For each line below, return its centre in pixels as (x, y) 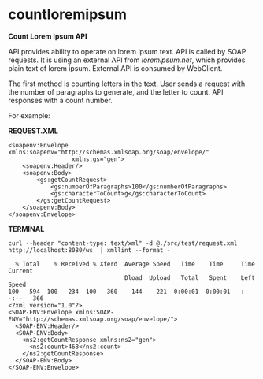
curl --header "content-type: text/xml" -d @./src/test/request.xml (123, 243)
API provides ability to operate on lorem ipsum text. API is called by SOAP (127, 51)
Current (21, 271)
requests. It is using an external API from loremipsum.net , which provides (127, 60)
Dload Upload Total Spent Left (190, 277)
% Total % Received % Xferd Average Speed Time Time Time (135, 264)
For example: (30, 115)
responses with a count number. (60, 100)
